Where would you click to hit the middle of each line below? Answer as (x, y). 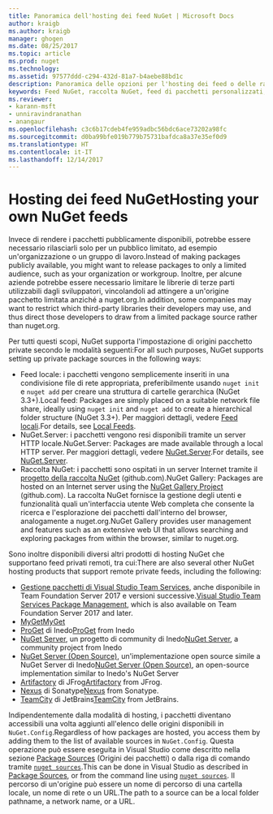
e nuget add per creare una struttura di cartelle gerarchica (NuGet (130, 392)
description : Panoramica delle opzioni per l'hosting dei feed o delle (132, 84)
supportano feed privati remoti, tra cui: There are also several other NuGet (131, 563)
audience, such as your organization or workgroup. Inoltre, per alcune (125, 274)
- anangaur (27, 122)
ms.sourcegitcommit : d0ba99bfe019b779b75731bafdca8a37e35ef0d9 (118, 136)
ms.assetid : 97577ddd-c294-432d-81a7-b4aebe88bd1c (96, 76)
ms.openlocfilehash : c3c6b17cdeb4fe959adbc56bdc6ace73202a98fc (118, 129)
